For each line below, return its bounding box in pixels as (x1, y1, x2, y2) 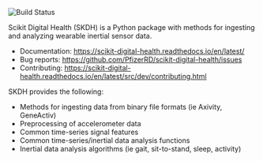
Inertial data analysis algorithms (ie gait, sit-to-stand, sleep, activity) (19, 144, 242, 153)
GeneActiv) (19, 110, 57, 120)
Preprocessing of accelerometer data (19, 119, 141, 128)
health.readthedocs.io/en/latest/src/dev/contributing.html (19, 72, 207, 80)
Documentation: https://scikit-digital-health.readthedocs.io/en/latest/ (19, 47, 245, 55)
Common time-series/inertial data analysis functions (19, 136, 190, 145)
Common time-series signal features (19, 127, 139, 137)
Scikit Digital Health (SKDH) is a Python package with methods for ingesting (8, 23, 255, 32)
